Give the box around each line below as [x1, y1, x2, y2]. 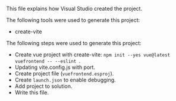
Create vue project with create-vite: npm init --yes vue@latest [14, 51, 171, 58]
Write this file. [14, 89, 49, 96]
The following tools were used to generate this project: [6, 17, 140, 23]
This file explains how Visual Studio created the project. [6, 5, 143, 12]
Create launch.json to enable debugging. [14, 77, 116, 83]
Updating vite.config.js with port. [14, 64, 96, 71]
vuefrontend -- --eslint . [14, 58, 81, 64]
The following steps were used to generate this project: [6, 40, 142, 46]
